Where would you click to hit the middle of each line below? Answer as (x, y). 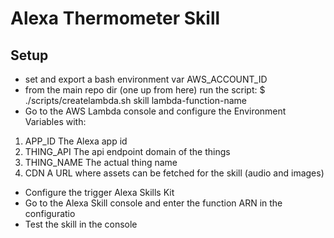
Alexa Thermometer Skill (115, 18)
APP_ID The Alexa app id (76, 141)
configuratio (50, 213)
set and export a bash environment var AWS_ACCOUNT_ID (146, 79)
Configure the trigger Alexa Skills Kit (99, 192)
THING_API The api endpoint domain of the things (127, 151)
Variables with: (55, 121)
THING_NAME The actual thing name (101, 162)
